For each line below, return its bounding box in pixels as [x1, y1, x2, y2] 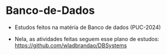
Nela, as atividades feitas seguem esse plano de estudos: [14, 35, 160, 42]
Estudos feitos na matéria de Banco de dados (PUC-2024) [14, 24, 161, 31]
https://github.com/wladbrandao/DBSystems [14, 42, 127, 49]
